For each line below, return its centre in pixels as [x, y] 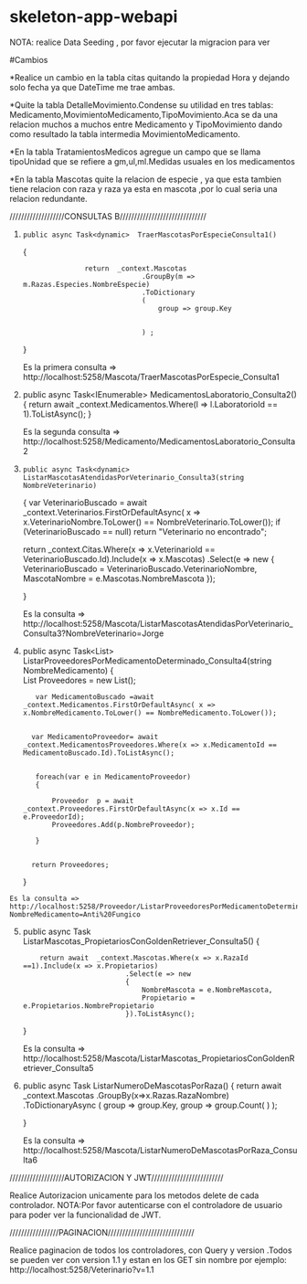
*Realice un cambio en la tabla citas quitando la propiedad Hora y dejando [150, 77]
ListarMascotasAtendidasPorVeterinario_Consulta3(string [133, 477]
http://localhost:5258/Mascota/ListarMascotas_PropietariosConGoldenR [159, 1058]
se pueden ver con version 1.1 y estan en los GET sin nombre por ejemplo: [148, 1259]
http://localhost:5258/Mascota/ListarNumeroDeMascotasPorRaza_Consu [160, 1150]
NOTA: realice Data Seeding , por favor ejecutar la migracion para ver [140, 42]
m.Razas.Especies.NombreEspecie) [86, 284]
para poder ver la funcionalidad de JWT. [85, 1215]
